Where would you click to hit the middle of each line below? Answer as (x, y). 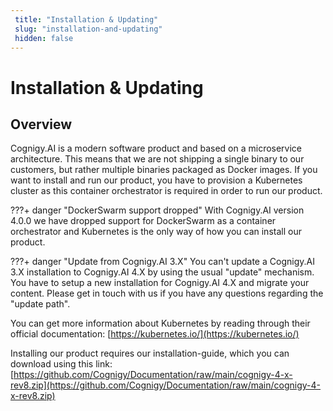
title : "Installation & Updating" (86, 19)
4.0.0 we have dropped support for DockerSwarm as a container (143, 221)
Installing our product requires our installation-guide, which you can (150, 353)
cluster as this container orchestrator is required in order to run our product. (166, 191)
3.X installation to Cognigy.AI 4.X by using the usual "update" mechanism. (162, 272)
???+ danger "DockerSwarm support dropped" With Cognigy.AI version (157, 210)
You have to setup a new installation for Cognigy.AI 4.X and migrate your (160, 283)
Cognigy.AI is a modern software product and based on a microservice (156, 148)
